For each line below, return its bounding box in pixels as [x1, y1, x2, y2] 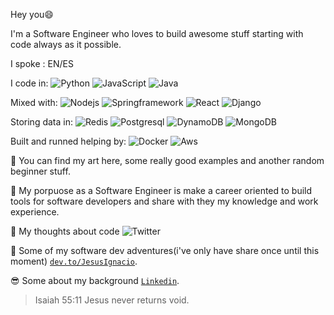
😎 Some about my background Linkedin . [10, 275, 180, 286]
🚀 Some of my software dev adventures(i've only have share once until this [10, 245, 320, 256]
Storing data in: [10, 116, 73, 128]
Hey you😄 [10, 9, 54, 20]
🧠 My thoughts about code [10, 225, 120, 237]
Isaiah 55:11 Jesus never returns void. [34, 294, 190, 306]
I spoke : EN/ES [10, 58, 74, 69]
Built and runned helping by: [10, 135, 127, 147]
